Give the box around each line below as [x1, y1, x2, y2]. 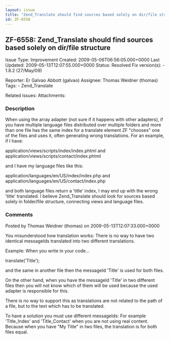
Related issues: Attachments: [5, 92, 66, 99]
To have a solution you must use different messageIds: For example [5, 313, 146, 319]
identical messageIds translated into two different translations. [5, 238, 135, 244]
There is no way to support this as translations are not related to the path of [5, 298, 163, 304]
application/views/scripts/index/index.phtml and [5, 148, 106, 154]
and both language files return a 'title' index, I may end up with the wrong [5, 188, 158, 194]
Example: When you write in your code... [5, 248, 90, 254]
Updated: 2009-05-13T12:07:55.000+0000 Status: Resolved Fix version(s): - [5, 62, 165, 68]
